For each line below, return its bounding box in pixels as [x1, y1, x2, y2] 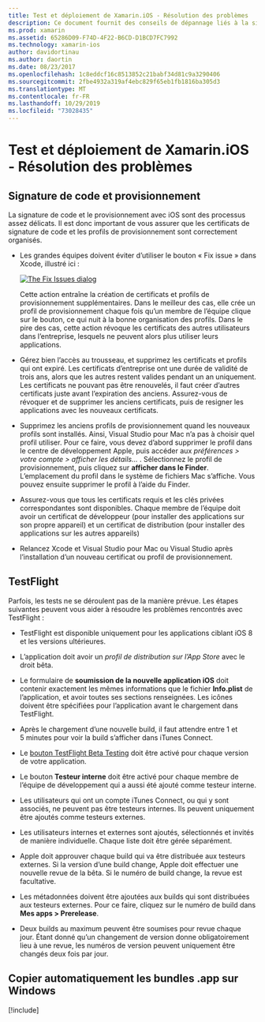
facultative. [19, 876, 57, 885]
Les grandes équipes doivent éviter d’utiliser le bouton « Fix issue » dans [19, 250, 256, 260]
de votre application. [19, 756, 87, 766]
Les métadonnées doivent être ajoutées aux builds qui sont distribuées [19, 892, 250, 901]
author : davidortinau [8, 48, 80, 56]
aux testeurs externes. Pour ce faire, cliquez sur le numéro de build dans [19, 900, 256, 909]
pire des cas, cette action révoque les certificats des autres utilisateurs [19, 323, 250, 333]
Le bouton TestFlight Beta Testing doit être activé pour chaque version [19, 748, 248, 757]
